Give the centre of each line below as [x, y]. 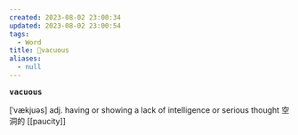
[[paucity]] [46, 121]
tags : [19, 34]
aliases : [25, 59]
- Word [29, 42]
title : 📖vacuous [39, 51]
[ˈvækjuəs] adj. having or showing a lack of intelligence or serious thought [145, 110]
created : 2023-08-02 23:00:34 [65, 17]
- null [29, 67]
